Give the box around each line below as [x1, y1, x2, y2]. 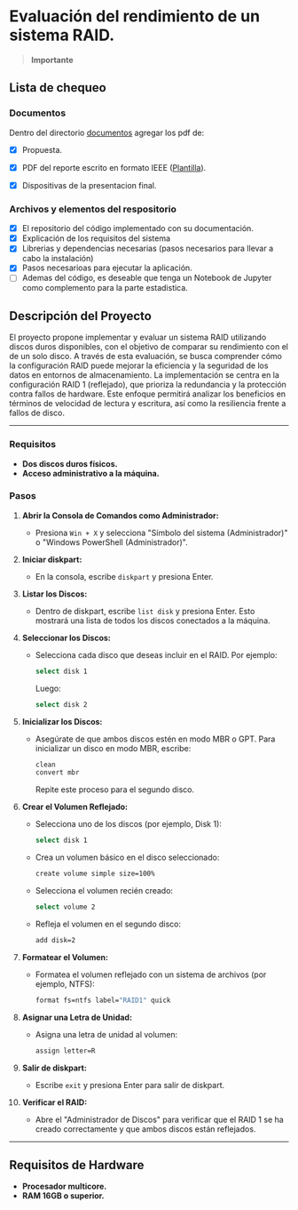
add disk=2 [35, 935, 76, 944]
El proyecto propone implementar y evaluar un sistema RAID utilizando [9, 332, 267, 343]
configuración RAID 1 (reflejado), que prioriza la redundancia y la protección [9, 380, 286, 390]
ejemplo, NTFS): [35, 978, 95, 989]
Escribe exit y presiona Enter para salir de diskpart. [35, 1079, 225, 1090]
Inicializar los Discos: [21, 716, 103, 726]
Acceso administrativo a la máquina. [21, 468, 160, 478]
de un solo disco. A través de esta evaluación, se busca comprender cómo [9, 351, 282, 362]
